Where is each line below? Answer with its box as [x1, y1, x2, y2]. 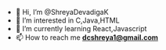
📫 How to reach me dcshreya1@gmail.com [15, 33, 159, 42]
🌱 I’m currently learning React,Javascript [15, 24, 147, 33]
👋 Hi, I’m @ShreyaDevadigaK [15, 8, 109, 16]
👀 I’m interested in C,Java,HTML [15, 16, 120, 25]
